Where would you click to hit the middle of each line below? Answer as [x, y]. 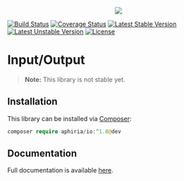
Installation [32, 102]
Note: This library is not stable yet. [75, 79]
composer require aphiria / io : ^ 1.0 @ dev [64, 131]
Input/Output [47, 60]
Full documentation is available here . [61, 170]
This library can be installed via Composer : [69, 118]
